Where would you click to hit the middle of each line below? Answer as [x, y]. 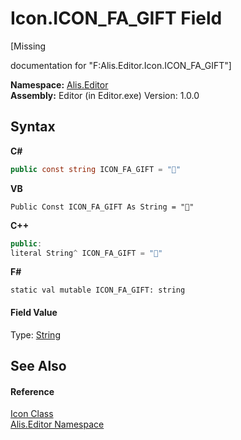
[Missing [28, 46]
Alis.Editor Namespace [57, 424]
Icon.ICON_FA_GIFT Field [116, 18]
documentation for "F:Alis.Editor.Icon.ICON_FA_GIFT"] [121, 65]
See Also [38, 365]
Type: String [35, 334]
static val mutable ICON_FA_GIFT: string [98, 290]
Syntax [33, 127]
